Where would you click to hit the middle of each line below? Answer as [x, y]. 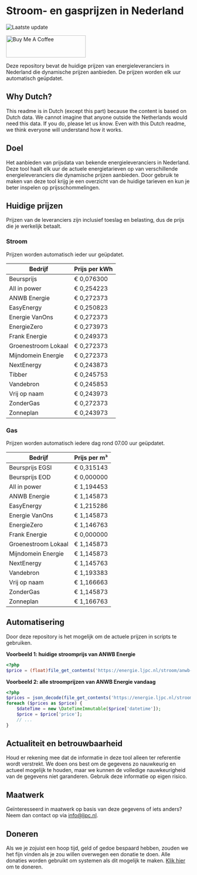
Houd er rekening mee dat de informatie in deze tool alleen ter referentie [93, 758]
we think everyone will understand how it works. [64, 129]
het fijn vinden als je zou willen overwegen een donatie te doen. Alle [88, 854]
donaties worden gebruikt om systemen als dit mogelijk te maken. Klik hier [96, 861]
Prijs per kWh [94, 269]
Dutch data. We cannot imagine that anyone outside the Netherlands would [97, 117]
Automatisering [35, 622]
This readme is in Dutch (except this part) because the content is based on [96, 111]
